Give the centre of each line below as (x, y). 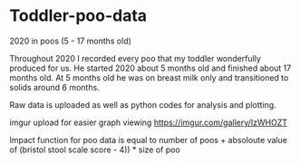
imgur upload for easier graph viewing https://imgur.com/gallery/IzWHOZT (149, 122)
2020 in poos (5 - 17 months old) (70, 41)
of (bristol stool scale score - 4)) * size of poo (95, 150)
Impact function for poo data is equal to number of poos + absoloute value (149, 140)
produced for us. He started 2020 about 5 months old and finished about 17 (150, 68)
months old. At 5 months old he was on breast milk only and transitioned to (149, 77)
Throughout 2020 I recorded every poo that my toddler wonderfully (135, 58)
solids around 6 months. (54, 87)
